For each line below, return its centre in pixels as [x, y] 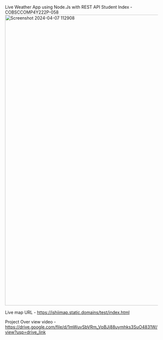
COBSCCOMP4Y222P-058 [32, 12]
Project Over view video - [31, 322]
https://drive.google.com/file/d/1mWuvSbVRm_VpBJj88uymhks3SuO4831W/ [81, 327]
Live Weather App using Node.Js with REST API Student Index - [69, 7]
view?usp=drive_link [25, 332]
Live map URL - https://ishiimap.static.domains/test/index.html [67, 312]
